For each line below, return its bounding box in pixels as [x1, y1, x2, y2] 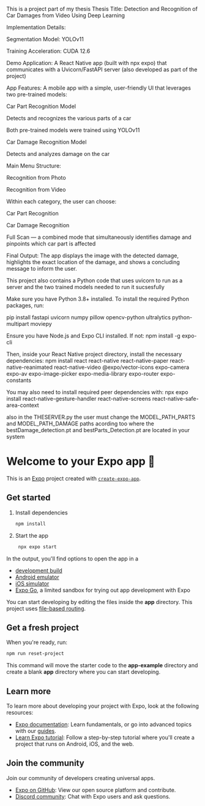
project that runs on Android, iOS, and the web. [15, 740, 135, 748]
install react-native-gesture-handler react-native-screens [6, 395, 151, 402]
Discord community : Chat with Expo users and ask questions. [15, 792, 171, 800]
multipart [6, 320, 29, 327]
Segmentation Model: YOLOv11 [6, 36, 84, 42]
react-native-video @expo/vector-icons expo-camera [54, 363, 190, 371]
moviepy [30, 320, 52, 327]
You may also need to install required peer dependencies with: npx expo [6, 389, 188, 395]
